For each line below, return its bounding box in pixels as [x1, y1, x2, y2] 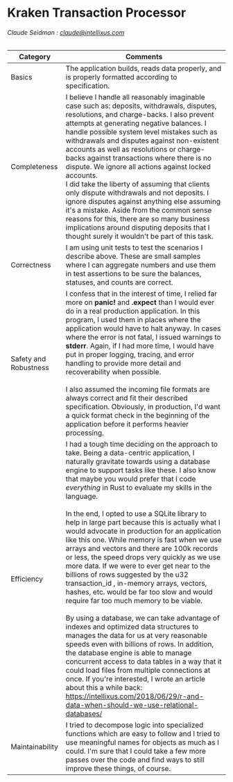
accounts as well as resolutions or [65, 145, 177, 154]
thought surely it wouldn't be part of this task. [65, 232, 214, 241]
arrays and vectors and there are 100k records [65, 544, 218, 554]
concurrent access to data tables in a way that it [65, 657, 222, 667]
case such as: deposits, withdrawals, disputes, [65, 101, 217, 111]
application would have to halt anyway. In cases [65, 324, 221, 333]
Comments [125, 52, 163, 62]
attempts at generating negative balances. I [65, 118, 207, 128]
